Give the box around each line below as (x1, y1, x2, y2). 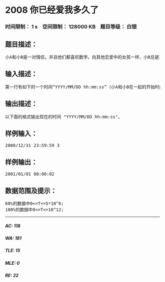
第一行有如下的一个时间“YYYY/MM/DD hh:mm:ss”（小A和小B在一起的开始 (5, 84, 155, 90)
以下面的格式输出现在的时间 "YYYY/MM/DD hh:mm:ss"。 (5, 114, 123, 120)
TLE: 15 (5, 248, 21, 253)
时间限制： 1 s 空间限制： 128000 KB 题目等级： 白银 (5, 23, 137, 30)
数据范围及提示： (5, 187, 57, 195)
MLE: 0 (5, 260, 20, 266)
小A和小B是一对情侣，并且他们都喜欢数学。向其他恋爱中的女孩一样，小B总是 (5, 54, 160, 60)
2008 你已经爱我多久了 (5, 4, 99, 16)
